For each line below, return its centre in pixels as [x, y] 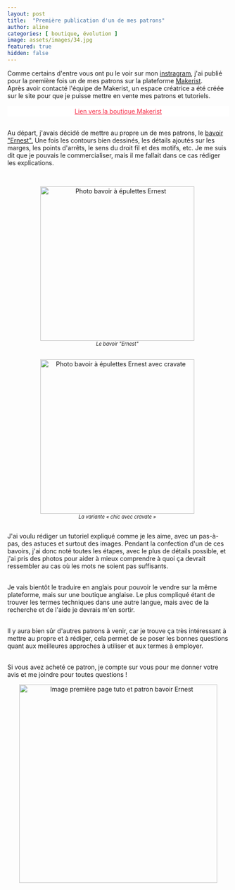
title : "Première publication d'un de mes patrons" [86, 20]
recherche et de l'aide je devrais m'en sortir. [71, 610]
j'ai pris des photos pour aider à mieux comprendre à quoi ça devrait [107, 559]
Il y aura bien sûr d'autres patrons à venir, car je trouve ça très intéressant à [117, 631]
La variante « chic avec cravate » [118, 517]
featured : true [30, 47]
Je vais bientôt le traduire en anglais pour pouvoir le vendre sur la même [112, 587]
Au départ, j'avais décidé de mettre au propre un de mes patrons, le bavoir [115, 133]
